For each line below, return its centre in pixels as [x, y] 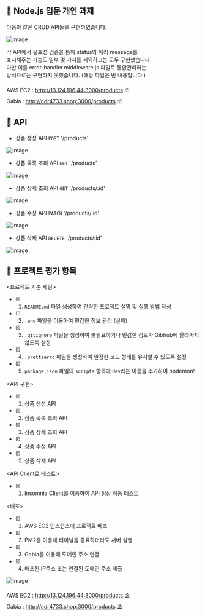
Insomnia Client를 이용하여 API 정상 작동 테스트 [81, 493]
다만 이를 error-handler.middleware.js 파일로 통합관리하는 [76, 67]
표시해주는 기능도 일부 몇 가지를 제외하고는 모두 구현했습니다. [79, 60]
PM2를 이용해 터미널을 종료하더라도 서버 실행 [78, 540]
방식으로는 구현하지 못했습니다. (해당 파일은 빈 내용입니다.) [76, 75]
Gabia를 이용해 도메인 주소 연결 [62, 555]
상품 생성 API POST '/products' [52, 138]
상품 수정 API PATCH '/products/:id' [57, 213]
